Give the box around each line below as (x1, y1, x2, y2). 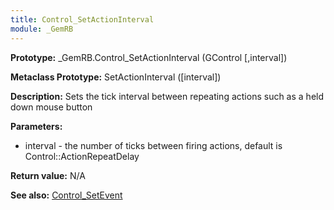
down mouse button (10, 101, 93, 113)
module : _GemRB (10, 24, 74, 34)
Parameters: (10, 120, 63, 132)
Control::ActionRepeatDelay (24, 150, 140, 162)
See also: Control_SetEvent (10, 189, 123, 201)
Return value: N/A (10, 169, 86, 181)
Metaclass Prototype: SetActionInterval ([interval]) (10, 71, 222, 83)
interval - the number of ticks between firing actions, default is (24, 139, 283, 151)
